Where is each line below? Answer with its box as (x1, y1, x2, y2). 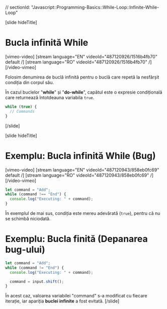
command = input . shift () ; (10, 279, 64, 284)
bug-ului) (5, 244, 45, 256)
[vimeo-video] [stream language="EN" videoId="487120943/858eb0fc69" (5, 167, 159, 173)
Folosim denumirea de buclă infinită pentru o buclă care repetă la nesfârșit (5, 74, 159, 80)
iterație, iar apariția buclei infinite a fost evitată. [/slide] (5, 298, 120, 304)
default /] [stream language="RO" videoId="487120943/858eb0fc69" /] (5, 172, 154, 178)
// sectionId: (5, 5, 30, 10)
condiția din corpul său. (5, 79, 54, 85)
